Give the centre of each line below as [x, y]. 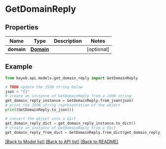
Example [19, 67]
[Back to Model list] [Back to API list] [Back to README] [62, 142]
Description [68, 41]
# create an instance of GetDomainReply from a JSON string [68, 96]
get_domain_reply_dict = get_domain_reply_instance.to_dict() [70, 123]
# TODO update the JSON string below [44, 87]
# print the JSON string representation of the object [63, 105]
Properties [22, 27]
